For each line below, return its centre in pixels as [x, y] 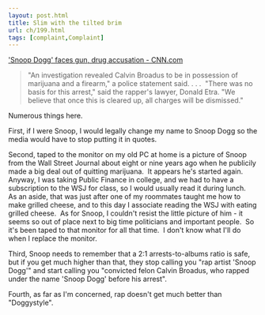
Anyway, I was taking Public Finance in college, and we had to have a [121, 180]
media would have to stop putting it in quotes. [83, 140]
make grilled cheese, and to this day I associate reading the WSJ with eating [132, 205]
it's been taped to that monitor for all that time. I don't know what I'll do [125, 231]
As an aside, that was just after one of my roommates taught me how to [125, 197]
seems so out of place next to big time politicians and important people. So [131, 222]
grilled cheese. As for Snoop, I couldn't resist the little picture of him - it [126, 213]
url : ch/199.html [37, 30]
